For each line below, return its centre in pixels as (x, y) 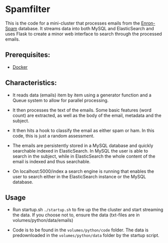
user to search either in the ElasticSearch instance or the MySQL (79, 176)
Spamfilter (28, 9)
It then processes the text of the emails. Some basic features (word (82, 110)
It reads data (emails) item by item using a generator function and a (82, 95)
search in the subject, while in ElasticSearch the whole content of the (84, 156)
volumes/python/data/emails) (43, 220)
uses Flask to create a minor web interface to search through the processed (83, 34)
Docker (20, 67)
